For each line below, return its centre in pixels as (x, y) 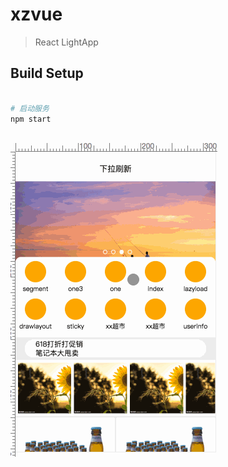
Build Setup (47, 73)
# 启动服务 (30, 108)
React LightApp (66, 42)
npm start (31, 119)
